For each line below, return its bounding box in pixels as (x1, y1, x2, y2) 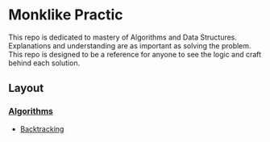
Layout (8, 81, 44, 95)
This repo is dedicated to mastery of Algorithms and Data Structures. (8, 32, 238, 42)
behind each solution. (8, 58, 81, 68)
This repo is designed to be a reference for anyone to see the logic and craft (8, 49, 262, 59)
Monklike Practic (8, 6, 123, 24)
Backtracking (19, 123, 64, 134)
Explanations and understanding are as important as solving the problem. (8, 40, 251, 50)
